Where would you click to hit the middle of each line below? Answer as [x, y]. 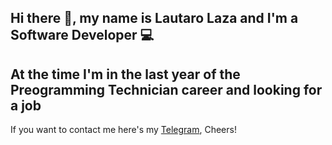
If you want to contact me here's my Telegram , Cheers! [123, 130]
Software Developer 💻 [82, 35]
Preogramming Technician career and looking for [166, 89]
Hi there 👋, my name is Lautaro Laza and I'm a [154, 18]
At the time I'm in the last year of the [125, 74]
